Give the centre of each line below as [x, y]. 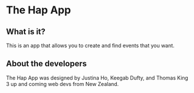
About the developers [46, 64]
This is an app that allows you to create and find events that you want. [90, 45]
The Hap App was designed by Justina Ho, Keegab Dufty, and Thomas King [97, 78]
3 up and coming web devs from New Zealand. [63, 84]
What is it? [26, 32]
